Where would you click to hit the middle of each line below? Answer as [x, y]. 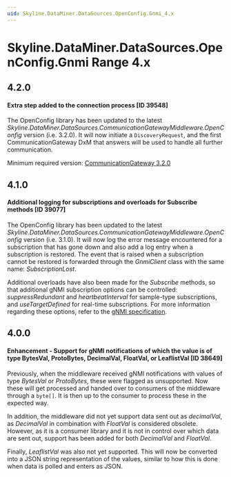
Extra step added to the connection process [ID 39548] [88, 105]
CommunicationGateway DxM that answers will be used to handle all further [115, 143]
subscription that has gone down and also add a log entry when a [100, 247]
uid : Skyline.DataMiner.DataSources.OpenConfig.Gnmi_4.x [91, 13]
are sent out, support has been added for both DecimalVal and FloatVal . [109, 438]
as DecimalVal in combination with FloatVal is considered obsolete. [103, 423]
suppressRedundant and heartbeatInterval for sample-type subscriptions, [112, 297]
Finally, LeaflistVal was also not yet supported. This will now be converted [112, 451]
